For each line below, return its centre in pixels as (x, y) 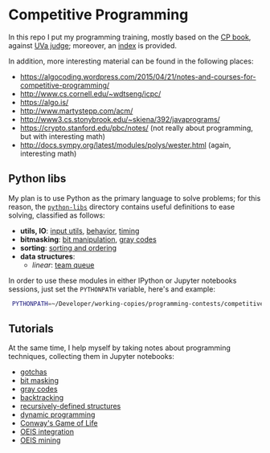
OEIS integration (47, 432)
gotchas (33, 372)
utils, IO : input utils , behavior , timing (80, 231)
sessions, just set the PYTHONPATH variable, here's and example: (112, 289)
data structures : (47, 256)
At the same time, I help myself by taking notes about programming (120, 348)
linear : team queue (63, 265)
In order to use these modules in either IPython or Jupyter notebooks (123, 280)
